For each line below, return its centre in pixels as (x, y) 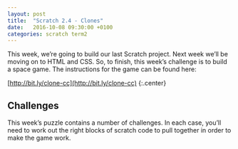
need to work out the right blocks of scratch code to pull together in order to (119, 130)
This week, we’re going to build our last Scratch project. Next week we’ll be (118, 54)
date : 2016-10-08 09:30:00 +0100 (60, 27)
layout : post (27, 14)
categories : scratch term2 (47, 34)
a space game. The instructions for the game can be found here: (102, 69)
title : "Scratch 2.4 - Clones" (55, 21)
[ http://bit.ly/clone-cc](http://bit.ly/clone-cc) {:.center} (87, 83)
